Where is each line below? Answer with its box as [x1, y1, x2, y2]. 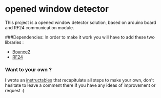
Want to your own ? [5, 66, 52, 73]
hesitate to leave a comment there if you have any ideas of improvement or [5, 82, 156, 88]
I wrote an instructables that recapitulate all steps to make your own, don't [5, 77, 154, 83]
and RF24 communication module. [5, 24, 74, 30]
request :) [5, 88, 25, 94]
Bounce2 [12, 49, 31, 55]
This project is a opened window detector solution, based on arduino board [5, 20, 156, 25]
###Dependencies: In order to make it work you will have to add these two [5, 34, 155, 40]
